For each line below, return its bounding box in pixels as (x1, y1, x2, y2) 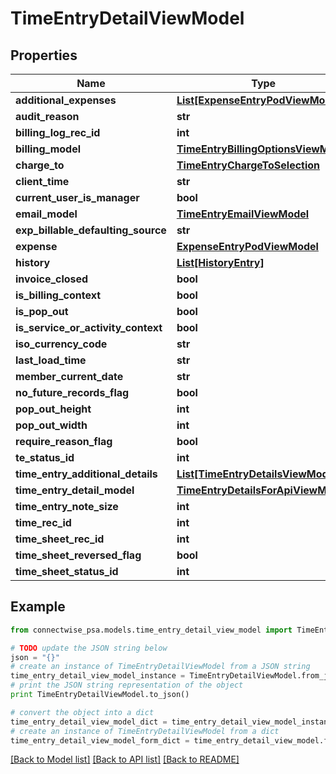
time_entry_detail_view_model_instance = (10, 671, 186, 681)
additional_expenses (15, 93, 117, 107)
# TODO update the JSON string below (10, 643, 168, 653)
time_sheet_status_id (15, 565, 119, 578)
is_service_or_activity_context (15, 321, 163, 334)
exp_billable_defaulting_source (15, 223, 167, 237)
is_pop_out (15, 305, 69, 318)
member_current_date (15, 370, 124, 383)
